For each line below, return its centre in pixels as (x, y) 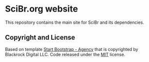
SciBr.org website (41, 9)
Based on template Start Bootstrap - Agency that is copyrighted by (72, 49)
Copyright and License (40, 38)
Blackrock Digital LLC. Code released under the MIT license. (65, 54)
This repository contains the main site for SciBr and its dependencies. (74, 22)
